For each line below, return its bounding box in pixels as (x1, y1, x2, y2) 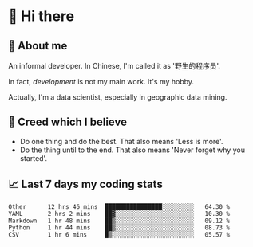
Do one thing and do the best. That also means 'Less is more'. (19, 136, 223, 146)
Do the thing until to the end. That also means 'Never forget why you (19, 145, 246, 155)
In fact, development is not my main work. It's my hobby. (8, 77, 194, 86)
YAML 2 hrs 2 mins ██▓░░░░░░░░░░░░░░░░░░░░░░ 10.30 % (8, 210, 230, 218)
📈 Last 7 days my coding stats (8, 178, 164, 191)
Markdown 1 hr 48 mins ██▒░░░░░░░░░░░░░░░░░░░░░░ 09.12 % (8, 217, 230, 225)
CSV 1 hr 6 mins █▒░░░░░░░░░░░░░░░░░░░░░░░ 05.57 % (8, 230, 230, 238)
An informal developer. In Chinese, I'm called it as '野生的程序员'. (8, 61, 221, 70)
